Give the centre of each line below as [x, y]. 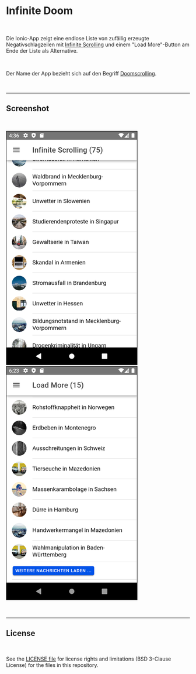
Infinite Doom [39, 11]
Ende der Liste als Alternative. [42, 50]
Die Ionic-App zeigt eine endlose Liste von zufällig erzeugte [78, 38]
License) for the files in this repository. [52, 665]
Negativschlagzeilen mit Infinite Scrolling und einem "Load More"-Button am [98, 44]
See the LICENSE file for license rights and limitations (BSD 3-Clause [89, 659]
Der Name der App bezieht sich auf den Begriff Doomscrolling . [81, 73]
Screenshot [28, 109]
